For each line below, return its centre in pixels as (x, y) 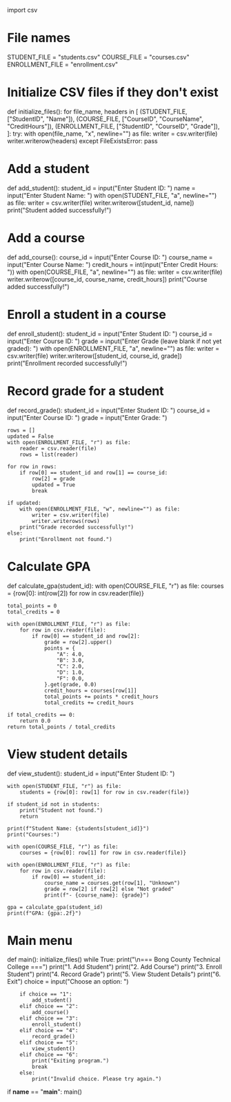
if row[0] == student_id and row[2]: (86, 636)
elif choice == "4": (49, 1031)
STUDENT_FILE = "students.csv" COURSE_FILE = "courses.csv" (98, 57)
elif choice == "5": (49, 1043)
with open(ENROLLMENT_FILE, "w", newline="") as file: (100, 509)
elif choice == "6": (49, 1055)
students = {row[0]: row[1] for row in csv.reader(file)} (104, 792)
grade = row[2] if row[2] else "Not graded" (109, 889)
